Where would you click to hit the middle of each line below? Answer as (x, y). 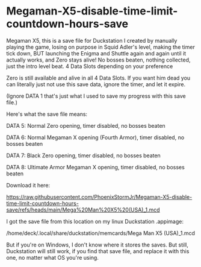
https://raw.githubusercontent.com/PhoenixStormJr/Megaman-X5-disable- (99, 196)
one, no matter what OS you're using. (53, 257)
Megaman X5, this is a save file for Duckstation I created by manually (92, 40)
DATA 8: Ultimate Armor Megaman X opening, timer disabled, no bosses (95, 167)
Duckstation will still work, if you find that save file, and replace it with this (98, 251)
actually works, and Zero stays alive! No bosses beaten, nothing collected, (98, 60)
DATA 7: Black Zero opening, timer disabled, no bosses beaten (83, 155)
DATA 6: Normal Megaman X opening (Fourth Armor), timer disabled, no (95, 137)
